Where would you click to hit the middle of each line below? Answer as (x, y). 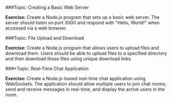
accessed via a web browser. (36, 28)
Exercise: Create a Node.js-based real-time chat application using (75, 78)
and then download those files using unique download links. (69, 59)
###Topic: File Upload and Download (45, 38)
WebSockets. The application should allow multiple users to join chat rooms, (86, 84)
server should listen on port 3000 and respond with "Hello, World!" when (83, 23)
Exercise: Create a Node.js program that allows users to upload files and (82, 48)
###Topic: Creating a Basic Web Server (47, 7)
